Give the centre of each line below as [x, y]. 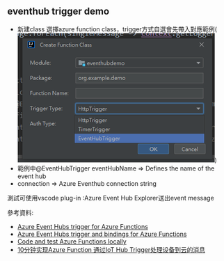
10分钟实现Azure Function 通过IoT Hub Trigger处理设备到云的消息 [111, 249]
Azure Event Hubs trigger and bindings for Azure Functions [102, 234]
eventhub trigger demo [58, 11]
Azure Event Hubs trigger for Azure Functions [82, 226]
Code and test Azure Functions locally [72, 241]
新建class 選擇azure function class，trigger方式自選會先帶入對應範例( [117, 29]
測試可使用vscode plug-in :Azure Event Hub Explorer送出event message [111, 198]
